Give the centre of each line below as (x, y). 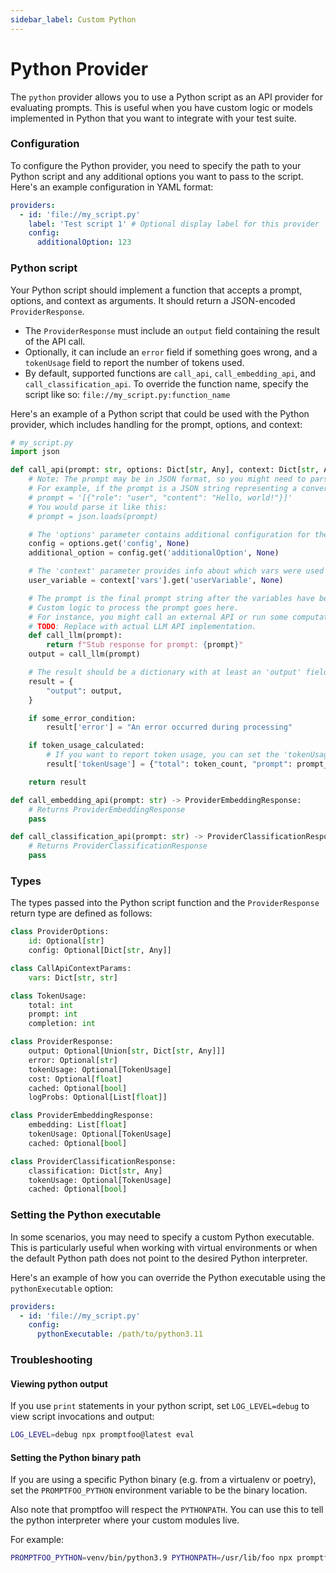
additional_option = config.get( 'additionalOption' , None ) (154, 553)
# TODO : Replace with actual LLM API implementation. (142, 626)
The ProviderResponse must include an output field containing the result (172, 330)
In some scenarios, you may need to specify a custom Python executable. (162, 1237)
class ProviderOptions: (60, 932)
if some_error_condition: (82, 718)
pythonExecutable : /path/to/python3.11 (119, 1334)
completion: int (62, 1024)
